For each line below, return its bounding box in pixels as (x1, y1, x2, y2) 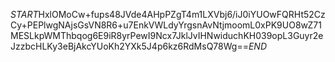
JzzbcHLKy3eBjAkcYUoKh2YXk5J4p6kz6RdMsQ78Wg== (10, 40, 249, 52)
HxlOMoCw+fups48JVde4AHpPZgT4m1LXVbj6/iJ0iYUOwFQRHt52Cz (38, 9, 326, 20)
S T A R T (10, 9, 39, 20)
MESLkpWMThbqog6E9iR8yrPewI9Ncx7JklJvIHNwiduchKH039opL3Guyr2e (10, 30, 324, 41)
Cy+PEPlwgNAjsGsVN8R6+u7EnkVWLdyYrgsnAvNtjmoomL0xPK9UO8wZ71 (10, 19, 322, 31)
